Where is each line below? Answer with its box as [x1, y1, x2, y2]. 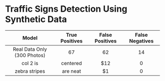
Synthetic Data [5, 14, 67, 25]
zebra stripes [14, 67, 45, 74]
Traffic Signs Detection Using [5, 3, 128, 15]
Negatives [129, 38, 154, 44]
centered [61, 60, 82, 66]
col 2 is [21, 60, 38, 66]
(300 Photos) [14, 52, 46, 59]
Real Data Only [13, 45, 47, 52]
